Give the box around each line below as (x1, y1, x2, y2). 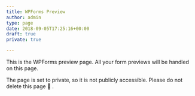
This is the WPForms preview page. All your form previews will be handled (6, 58, 190, 65)
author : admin (6, 14, 42, 20)
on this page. (6, 65, 39, 72)
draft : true (6, 31, 36, 37)
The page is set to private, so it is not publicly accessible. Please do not (6, 76, 183, 83)
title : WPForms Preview (6, 8, 66, 15)
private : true (6, 37, 42, 43)
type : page (6, 20, 33, 26)
